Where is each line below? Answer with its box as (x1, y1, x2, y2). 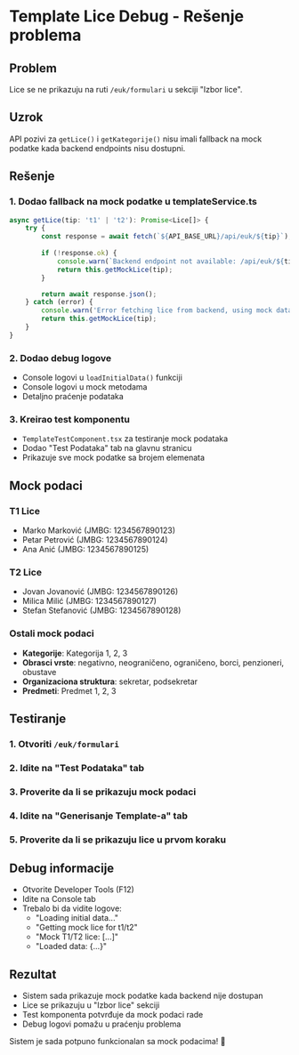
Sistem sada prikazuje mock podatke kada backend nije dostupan (21, 990, 264, 1002)
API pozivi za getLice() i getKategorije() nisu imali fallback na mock (9, 133, 263, 144)
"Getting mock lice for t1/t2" (35, 922, 138, 933)
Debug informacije (9, 861, 115, 876)
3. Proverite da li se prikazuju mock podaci (9, 785, 197, 798)
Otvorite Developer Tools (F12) (21, 884, 135, 895)
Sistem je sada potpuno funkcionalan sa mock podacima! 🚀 (9, 1036, 226, 1047)
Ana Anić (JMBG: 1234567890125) (21, 544, 149, 555)
